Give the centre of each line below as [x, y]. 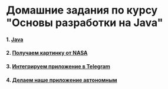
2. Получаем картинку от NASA [47, 53]
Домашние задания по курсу [82, 10]
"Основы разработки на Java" [85, 23]
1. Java [15, 39]
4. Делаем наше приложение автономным [62, 80]
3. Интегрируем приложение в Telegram [58, 66]
